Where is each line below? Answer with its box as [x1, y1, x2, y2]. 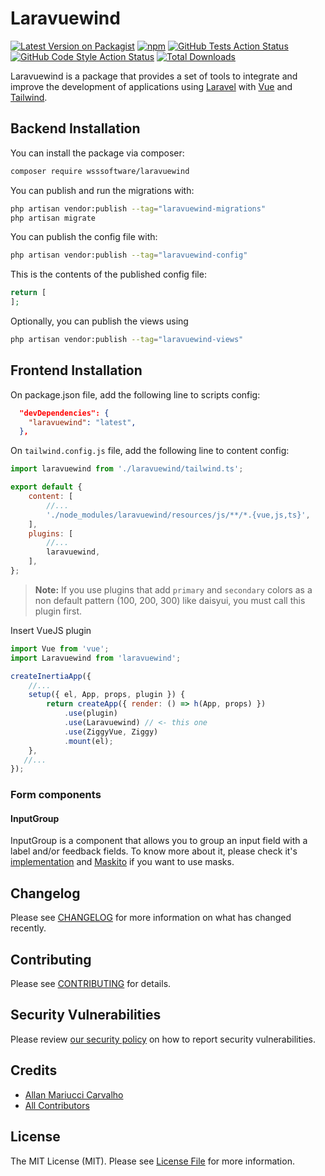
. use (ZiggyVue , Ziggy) [63, 727, 159, 737]
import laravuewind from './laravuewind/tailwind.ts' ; [10, 464, 244, 474]
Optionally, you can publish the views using [10, 315, 189, 327]
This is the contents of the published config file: [10, 268, 207, 281]
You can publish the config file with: [10, 231, 158, 243]
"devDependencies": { [19, 408, 110, 418]
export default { [10, 482, 83, 492]
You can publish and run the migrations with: [10, 184, 195, 196]
